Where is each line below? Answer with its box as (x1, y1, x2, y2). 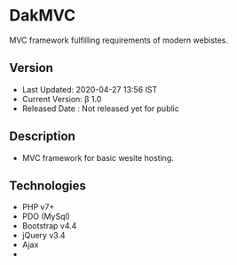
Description (9, 129, 75, 144)
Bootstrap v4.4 (21, 221, 77, 231)
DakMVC (9, 5, 76, 26)
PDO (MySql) (21, 211, 71, 222)
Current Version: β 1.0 (21, 93, 102, 104)
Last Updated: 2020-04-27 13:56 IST (21, 84, 158, 94)
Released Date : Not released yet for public (21, 103, 179, 114)
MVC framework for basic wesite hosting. (21, 152, 175, 163)
